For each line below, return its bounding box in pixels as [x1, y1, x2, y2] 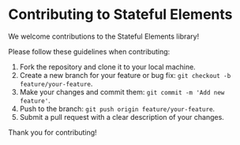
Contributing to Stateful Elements [8, 6, 233, 24]
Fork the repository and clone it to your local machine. [19, 61, 196, 72]
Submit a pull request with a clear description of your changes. [19, 112, 225, 121]
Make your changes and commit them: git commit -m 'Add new [19, 87, 225, 96]
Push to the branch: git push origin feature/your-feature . [19, 104, 216, 113]
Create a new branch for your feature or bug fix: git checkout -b [19, 70, 231, 80]
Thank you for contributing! [8, 128, 97, 137]
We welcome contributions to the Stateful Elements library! [8, 32, 200, 41]
